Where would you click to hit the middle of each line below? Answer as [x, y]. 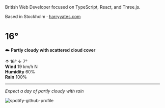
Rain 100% [16, 77]
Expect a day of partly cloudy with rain [45, 91]
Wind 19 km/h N [21, 66]
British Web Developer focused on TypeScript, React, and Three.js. [73, 7]
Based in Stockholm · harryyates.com [43, 16]
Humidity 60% [20, 72]
